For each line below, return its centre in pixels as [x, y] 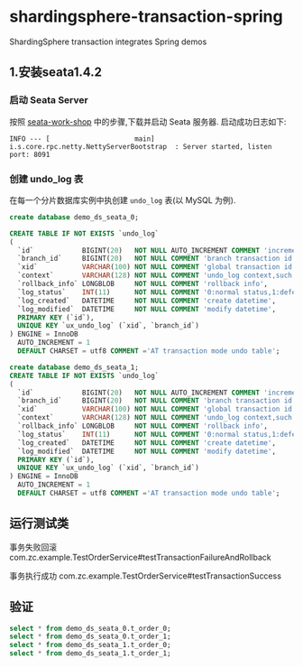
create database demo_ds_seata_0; [74, 217]
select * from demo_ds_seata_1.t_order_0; [90, 645]
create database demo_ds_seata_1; [74, 367]
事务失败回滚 [33, 547]
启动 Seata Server [49, 100]
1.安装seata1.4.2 [55, 73]
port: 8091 [30, 154]
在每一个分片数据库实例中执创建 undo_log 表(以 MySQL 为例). [123, 199]
